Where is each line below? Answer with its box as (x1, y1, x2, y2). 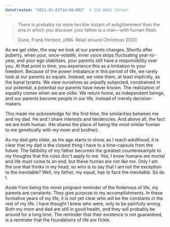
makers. (5, 100, 22, 107)
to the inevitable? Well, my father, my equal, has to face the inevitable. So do (5, 169, 165, 175)
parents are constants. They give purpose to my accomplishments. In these (5, 189, 163, 196)
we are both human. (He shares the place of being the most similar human (5, 121, 160, 127)
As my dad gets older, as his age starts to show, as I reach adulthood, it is (5, 136, 159, 143)
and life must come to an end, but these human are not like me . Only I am (5, 158, 158, 164)
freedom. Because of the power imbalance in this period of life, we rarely (5, 68, 158, 74)
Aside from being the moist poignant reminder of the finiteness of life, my (5, 184, 159, 190)
